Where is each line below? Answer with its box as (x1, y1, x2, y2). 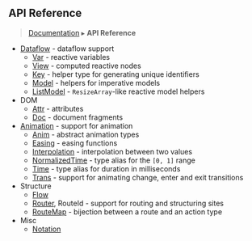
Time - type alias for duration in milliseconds (31, 163, 181, 173)
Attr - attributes (31, 104, 84, 113)
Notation (31, 224, 61, 234)
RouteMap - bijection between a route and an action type (31, 206, 223, 217)
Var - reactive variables (31, 52, 111, 61)
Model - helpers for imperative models (31, 78, 160, 87)
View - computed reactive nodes (31, 61, 141, 70)
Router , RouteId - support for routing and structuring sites (31, 198, 225, 208)
